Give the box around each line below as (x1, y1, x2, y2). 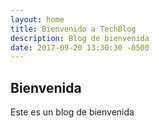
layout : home (10, 14, 65, 25)
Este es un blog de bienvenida (10, 106, 135, 118)
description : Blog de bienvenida (10, 33, 150, 43)
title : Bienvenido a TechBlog (10, 24, 137, 34)
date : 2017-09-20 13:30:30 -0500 (10, 42, 150, 53)
